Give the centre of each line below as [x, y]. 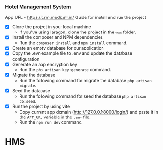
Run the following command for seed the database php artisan [83, 96]
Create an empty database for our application [58, 48]
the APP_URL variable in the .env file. [55, 117]
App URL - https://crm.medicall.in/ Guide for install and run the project [76, 17]
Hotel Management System [38, 7]
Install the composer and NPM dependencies [58, 37]
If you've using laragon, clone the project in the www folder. [78, 32]
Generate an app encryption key [44, 64]
